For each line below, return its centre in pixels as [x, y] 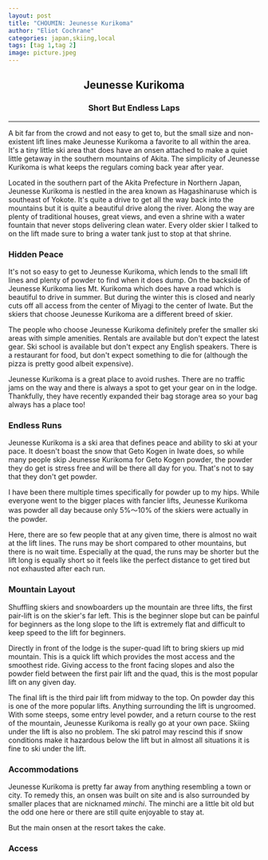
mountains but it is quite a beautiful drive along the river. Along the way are [132, 208]
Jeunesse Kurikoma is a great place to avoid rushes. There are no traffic [127, 379]
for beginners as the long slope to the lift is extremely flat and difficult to [127, 624]
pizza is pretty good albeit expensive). [71, 363]
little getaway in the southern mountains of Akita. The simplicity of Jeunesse [134, 158]
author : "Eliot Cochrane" [51, 30]
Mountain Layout [42, 590]
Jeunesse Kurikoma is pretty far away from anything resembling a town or [130, 786]
